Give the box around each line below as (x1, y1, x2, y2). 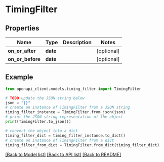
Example (5, 73, 33, 82)
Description (62, 39, 92, 46)
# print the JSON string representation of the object (5, 114, 124, 120)
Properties (5, 24, 39, 33)
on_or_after (8, 47, 36, 54)
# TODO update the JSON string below (5, 95, 85, 101)
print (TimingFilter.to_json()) (5, 119, 71, 124)
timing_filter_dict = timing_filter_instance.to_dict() (5, 133, 126, 138)
